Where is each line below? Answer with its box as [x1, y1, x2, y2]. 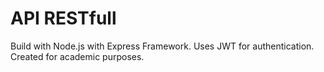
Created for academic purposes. [10, 50, 145, 62]
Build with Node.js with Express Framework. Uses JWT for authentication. [10, 40, 315, 52]
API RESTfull [10, 7, 117, 30]
